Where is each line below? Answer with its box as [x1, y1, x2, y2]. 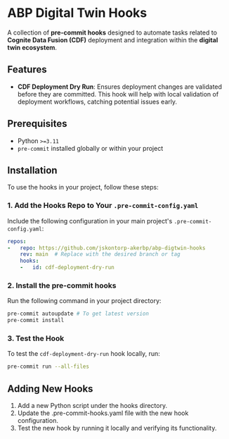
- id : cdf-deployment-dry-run [20, 264, 115, 271]
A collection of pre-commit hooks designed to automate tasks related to [7, 28, 218, 37]
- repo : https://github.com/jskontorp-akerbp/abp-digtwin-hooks [7, 245, 206, 252]
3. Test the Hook [7, 333, 65, 343]
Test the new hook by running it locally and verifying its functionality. [17, 424, 217, 433]
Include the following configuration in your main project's [7, 216, 173, 225]
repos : [7, 237, 27, 245]
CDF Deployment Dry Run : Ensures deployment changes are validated [17, 82, 223, 91]
